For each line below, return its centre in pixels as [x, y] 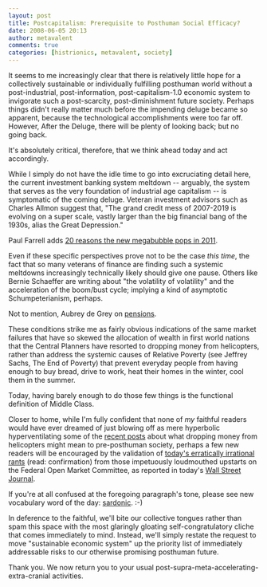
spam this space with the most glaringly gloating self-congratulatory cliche [131, 526]
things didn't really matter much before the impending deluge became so [128, 109]
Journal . [22, 479]
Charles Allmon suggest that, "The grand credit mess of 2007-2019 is [122, 208]
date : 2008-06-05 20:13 [48, 30]
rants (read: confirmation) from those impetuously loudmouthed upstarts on [133, 462]
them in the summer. [42, 380]
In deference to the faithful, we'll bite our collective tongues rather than [125, 518]
